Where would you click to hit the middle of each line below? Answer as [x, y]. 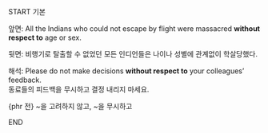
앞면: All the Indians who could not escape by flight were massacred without [134, 29]
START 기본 [27, 12]
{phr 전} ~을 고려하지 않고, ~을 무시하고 [70, 106]
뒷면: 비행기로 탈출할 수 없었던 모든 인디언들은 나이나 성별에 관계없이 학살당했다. [133, 54]
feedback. [25, 80]
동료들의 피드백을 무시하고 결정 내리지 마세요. [79, 89]
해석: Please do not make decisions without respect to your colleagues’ [126, 71]
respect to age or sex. [45, 37]
